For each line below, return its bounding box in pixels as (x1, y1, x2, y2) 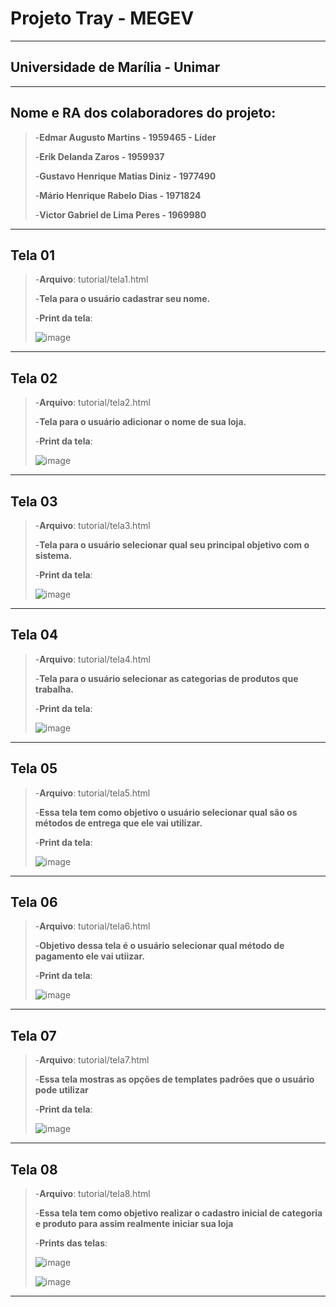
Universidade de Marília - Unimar (10, 59, 221, 76)
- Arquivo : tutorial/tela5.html (34, 787, 151, 799)
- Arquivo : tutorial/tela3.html (34, 520, 151, 531)
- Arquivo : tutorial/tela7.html (34, 1054, 150, 1066)
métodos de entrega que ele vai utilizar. (34, 817, 203, 829)
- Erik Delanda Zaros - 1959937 (34, 150, 165, 162)
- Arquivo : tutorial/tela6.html (34, 920, 151, 932)
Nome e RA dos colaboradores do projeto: (10, 105, 277, 122)
